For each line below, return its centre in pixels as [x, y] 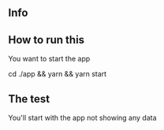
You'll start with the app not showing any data [82, 118]
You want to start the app [49, 59]
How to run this [47, 40]
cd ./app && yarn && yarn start [58, 74]
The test [29, 99]
